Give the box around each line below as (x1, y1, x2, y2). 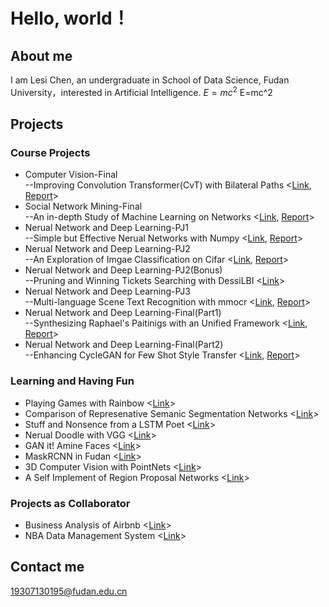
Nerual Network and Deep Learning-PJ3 (24, 285, 191, 298)
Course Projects (10, 145, 91, 159)
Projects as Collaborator (10, 496, 131, 510)
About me (10, 47, 73, 64)
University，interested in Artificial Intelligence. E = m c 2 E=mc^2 (10, 85, 273, 98)
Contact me (10, 559, 85, 576)
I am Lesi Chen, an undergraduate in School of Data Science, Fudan (10, 74, 290, 86)
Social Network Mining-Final (24, 200, 143, 213)
